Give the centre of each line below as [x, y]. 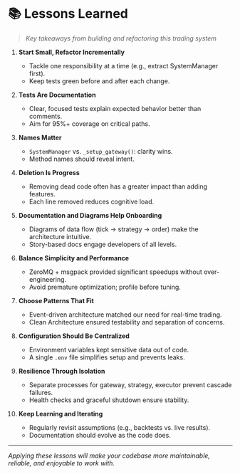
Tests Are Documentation [57, 95]
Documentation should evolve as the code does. [100, 435]
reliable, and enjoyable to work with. [62, 463]
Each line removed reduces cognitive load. [92, 201]
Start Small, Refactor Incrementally [72, 52]
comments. [46, 116]
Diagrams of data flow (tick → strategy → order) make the [114, 229]
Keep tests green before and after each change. [99, 81]
